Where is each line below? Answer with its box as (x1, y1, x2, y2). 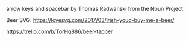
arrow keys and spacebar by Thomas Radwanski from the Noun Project (6, 5, 184, 12)
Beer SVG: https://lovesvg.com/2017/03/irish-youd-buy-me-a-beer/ (6, 17, 175, 23)
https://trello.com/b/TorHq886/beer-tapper (6, 28, 113, 35)
